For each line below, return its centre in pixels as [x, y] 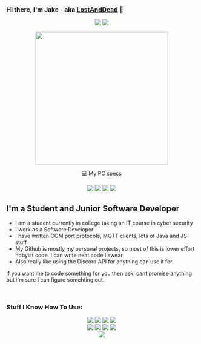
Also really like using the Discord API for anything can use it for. [94, 262]
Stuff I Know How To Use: [44, 307]
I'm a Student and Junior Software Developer [93, 208]
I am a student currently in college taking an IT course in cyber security [104, 223]
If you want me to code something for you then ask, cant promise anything [99, 273]
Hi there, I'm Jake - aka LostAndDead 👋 [65, 10]
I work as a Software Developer [54, 230]
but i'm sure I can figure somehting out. [55, 280]
